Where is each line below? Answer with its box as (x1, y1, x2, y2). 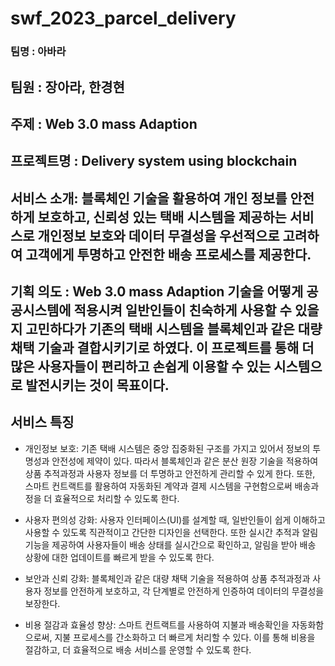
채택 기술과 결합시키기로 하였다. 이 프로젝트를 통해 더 (10, 340, 315, 357)
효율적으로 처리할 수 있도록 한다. (54, 492, 180, 504)
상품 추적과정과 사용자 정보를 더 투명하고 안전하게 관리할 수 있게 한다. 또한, (24, 467, 316, 479)
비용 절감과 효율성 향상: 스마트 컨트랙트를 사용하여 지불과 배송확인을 (24, 618, 290, 631)
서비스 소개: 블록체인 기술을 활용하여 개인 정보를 (10, 190, 288, 207)
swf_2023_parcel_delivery (10, 7, 237, 30)
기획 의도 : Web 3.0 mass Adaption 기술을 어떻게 (10, 283, 304, 301)
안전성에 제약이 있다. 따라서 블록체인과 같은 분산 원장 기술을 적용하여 (51, 455, 319, 467)
